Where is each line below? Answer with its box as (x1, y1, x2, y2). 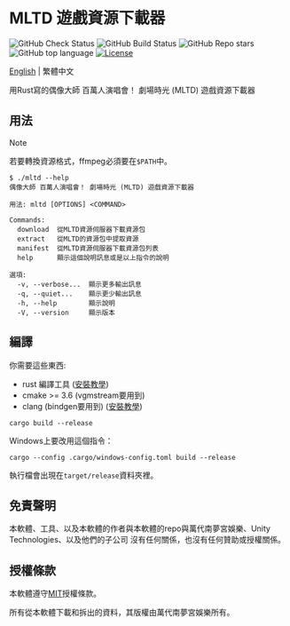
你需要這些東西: (9, 360, 67, 370)
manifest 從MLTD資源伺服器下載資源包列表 (17, 243, 160, 253)
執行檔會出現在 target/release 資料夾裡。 (9, 470, 159, 480)
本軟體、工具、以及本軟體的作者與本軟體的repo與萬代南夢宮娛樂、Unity (9, 523, 270, 534)
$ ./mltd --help (9, 173, 69, 182)
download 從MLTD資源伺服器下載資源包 (17, 225, 146, 234)
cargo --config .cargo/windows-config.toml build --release (9, 453, 237, 462)
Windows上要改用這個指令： (9, 435, 114, 446)
